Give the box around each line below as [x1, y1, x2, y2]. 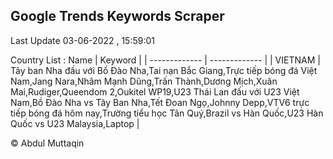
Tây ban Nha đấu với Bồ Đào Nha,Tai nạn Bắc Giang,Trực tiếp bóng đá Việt [10, 64, 318, 76]
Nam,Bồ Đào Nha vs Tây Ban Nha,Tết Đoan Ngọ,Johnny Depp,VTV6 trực [10, 96, 310, 108]
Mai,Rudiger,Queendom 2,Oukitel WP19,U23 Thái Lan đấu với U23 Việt [10, 85, 300, 98]
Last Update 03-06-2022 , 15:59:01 [10, 34, 155, 46]
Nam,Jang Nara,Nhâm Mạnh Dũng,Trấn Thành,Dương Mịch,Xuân [10, 75, 278, 87]
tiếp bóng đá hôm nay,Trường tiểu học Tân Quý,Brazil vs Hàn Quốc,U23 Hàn [10, 107, 324, 119]
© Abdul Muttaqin [10, 137, 85, 149]
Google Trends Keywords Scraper [10, 8, 225, 25]
